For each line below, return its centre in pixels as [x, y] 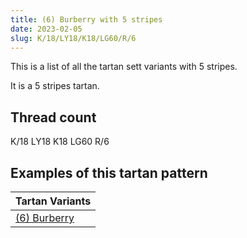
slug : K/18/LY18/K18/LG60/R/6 [73, 38]
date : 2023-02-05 [46, 29]
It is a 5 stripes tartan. [55, 86]
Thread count [53, 117]
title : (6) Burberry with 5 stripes [86, 19]
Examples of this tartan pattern [109, 172]
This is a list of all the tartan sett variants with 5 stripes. [124, 67]
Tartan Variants [53, 201]
